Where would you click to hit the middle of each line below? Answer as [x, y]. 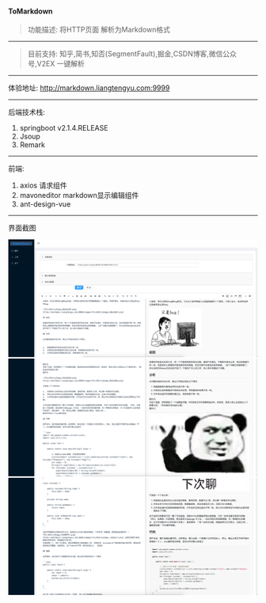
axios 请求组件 [43, 185]
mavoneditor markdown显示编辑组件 [79, 195]
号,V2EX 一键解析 [56, 64]
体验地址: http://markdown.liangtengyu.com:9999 [89, 88]
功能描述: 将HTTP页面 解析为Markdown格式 [99, 30]
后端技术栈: [27, 112]
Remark [32, 145]
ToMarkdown [30, 11]
